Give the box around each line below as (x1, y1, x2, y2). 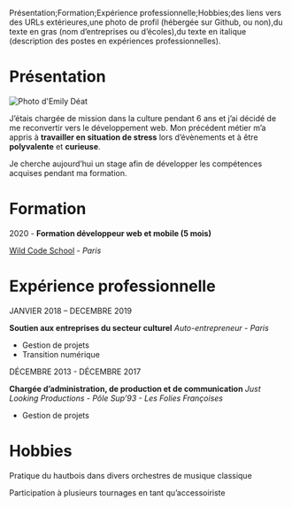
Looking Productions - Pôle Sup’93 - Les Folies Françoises (9, 393, 224, 403)
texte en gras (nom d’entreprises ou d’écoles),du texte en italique (9, 27, 247, 36)
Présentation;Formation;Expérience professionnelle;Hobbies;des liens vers (9, 8, 281, 18)
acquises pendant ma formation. (9, 167, 127, 178)
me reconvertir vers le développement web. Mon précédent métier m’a (9, 122, 266, 133)
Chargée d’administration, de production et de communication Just (9, 383, 261, 394)
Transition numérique (21, 349, 100, 359)
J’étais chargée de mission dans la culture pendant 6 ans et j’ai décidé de (9, 112, 277, 123)
